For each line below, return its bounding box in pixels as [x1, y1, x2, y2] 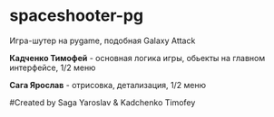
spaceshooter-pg [9, 5, 143, 26]
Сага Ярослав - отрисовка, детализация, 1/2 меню [9, 79, 207, 90]
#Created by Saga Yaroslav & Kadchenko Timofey [9, 96, 196, 108]
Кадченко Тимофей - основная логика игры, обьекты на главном [9, 52, 266, 63]
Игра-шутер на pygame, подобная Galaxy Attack [9, 35, 196, 46]
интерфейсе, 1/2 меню [9, 62, 96, 73]
